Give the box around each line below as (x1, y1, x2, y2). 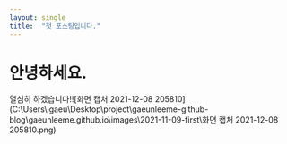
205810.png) (9, 124, 57, 135)
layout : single (9, 13, 66, 22)
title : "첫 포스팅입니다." (9, 21, 101, 30)
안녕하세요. (9, 63, 88, 83)
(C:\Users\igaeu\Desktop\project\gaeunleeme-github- (9, 104, 209, 114)
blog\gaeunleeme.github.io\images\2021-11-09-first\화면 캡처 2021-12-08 (9, 114, 279, 125)
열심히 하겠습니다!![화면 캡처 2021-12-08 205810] (9, 94, 186, 105)
